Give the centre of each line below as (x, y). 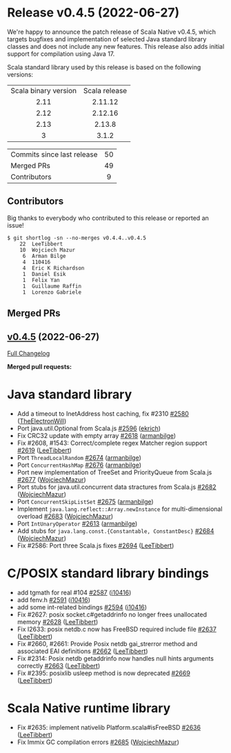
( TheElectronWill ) (42, 421)
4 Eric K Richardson (53, 268)
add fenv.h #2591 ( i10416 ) (54, 600)
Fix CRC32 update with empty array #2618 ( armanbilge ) (97, 435)
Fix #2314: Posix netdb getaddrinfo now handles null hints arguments (115, 658)
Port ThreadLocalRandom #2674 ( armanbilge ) (79, 457)
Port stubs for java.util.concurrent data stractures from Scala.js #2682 (117, 487)
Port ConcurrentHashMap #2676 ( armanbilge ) (79, 465)
